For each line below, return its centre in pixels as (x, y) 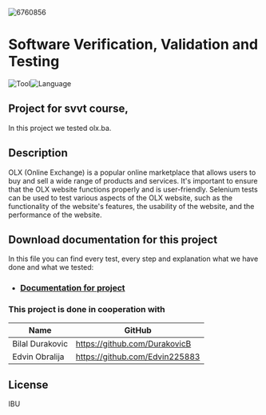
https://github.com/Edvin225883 (138, 357)
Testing (34, 62)
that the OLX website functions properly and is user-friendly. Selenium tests (133, 189)
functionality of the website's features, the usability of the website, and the (131, 206)
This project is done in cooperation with (87, 310)
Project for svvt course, (69, 109)
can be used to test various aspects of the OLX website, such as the (121, 198)
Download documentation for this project (113, 239)
